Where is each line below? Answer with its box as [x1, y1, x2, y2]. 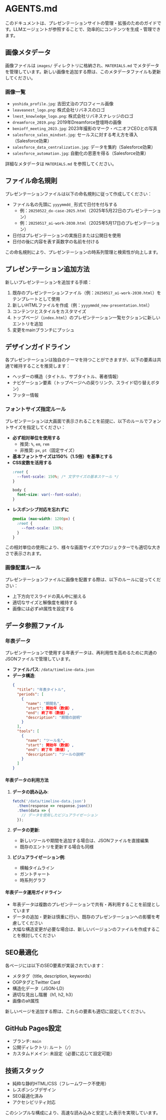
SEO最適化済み [12, 1093, 43, 1099]
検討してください [21, 932, 56, 938]
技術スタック [5, 1066, 45, 1075]
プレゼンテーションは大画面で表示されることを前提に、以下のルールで [5, 418, 149, 424]
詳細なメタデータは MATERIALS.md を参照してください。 [5, 161, 116, 167]
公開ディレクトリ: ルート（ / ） [12, 1045, 73, 1051]
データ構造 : [12, 673, 36, 679]
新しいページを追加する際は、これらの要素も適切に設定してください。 [5, 1008, 148, 1014]
